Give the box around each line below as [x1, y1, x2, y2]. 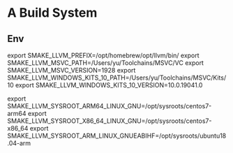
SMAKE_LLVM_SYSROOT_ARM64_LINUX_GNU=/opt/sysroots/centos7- [7, 102, 212, 110]
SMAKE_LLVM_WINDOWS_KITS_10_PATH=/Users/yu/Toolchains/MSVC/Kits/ [7, 73, 227, 82]
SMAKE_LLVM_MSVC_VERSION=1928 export [7, 66, 136, 74]
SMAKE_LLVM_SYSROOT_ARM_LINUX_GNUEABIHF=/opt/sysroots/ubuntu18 [7, 131, 227, 140]
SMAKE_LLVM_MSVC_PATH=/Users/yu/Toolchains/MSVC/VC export [7, 59, 204, 67]
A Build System [7, 5, 98, 21]
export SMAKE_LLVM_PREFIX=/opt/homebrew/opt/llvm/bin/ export [7, 51, 200, 59]
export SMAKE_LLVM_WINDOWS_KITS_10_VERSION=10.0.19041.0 [15, 81, 203, 89]
